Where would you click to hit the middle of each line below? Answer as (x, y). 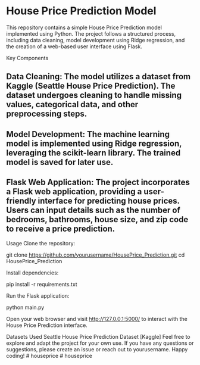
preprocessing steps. (47, 114)
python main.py (25, 307)
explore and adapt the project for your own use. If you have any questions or (100, 343)
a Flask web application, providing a (74, 192)
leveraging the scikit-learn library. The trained (93, 153)
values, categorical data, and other (72, 104)
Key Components (27, 58)
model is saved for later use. (60, 162)
